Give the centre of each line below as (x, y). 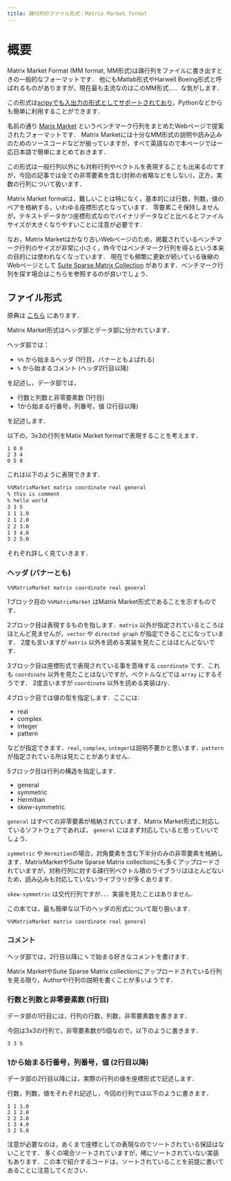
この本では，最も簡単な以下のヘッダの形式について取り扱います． (101, 908)
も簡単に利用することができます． (56, 111)
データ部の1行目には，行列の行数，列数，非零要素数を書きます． (99, 1016)
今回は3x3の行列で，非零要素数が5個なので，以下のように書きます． (104, 1031)
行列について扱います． (52, 183)
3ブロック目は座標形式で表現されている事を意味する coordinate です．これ (114, 666)
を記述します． (28, 421)
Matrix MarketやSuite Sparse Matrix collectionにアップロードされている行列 (115, 971)
